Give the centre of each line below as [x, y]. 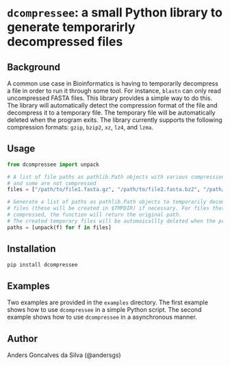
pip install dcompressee [42, 265]
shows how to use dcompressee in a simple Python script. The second [104, 310]
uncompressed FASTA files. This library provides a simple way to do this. [110, 98]
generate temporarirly [71, 27]
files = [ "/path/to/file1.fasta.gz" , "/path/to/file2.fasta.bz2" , [104, 190]
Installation [31, 249]
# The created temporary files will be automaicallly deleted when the [111, 221]
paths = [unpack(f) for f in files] [59, 228]
